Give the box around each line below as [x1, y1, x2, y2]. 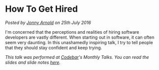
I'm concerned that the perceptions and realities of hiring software [5, 29, 139, 35]
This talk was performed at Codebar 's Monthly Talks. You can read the [5, 54, 149, 60]
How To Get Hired [5, 3, 78, 15]
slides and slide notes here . [5, 59, 61, 65]
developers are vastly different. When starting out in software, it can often [5, 34, 155, 40]
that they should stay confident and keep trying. [5, 45, 102, 50]
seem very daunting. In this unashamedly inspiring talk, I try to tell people [5, 39, 153, 45]
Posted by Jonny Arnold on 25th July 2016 [5, 20, 91, 25]
